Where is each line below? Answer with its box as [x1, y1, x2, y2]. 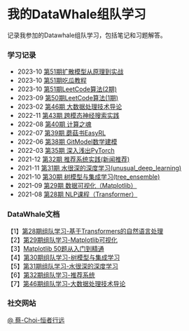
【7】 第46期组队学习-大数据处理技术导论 [7, 279, 126, 288]
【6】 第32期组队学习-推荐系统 [7, 271, 96, 279]
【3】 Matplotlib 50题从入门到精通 [7, 244, 105, 252]
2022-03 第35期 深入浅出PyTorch [17, 147, 115, 155]
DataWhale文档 [7, 210, 60, 219]
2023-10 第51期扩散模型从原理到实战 [17, 67, 124, 76]
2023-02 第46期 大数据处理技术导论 [17, 102, 122, 111]
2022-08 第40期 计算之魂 [17, 120, 92, 128]
